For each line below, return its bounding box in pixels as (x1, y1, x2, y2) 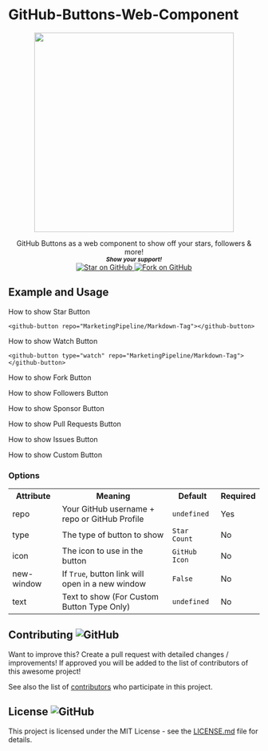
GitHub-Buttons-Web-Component (8, 6, 239, 24)
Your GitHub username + (61, 504, 156, 515)
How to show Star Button (8, 306, 90, 316)
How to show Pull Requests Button (8, 419, 122, 429)
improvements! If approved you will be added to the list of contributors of (8, 658, 249, 667)
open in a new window (61, 579, 146, 590)
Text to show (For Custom (61, 591, 160, 603)
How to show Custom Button (8, 449, 102, 460)
